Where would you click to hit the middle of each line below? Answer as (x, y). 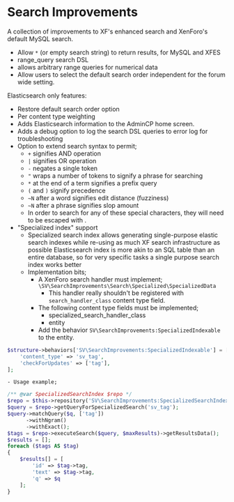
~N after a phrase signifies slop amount (83, 205)
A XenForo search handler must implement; (100, 279)
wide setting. (36, 82)
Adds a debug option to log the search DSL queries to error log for (112, 131)
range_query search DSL (53, 59)
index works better (55, 264)
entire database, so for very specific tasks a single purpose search (123, 257)
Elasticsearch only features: (47, 96)
